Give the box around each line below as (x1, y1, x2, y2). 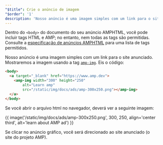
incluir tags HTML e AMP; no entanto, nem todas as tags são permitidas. (5, 35, 150, 40)
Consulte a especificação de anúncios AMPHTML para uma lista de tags (5, 40, 150, 46)
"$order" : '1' (5, 12, 34, 17)
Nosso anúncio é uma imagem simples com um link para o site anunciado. (5, 54, 153, 60)
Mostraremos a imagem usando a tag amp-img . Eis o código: (5, 59, 125, 66)
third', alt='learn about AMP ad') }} (5, 120, 74, 126)
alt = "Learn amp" (22, 83, 55, 88)
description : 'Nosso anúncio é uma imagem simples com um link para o (5, 16, 151, 21)
